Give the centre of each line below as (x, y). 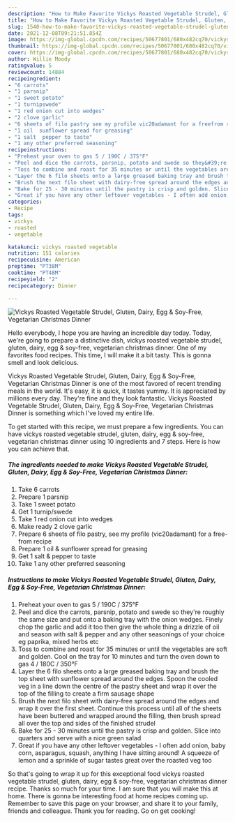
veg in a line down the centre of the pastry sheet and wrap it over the (117, 686)
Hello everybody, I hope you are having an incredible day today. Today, (110, 333)
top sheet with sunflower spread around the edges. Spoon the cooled (118, 679)
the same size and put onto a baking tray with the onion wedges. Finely (120, 620)
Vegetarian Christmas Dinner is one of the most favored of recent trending (115, 383)
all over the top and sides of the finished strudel (86, 724)
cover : (17, 53)
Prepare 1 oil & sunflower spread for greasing (83, 549)
